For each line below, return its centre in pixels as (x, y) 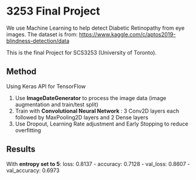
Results (21, 149)
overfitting (28, 130)
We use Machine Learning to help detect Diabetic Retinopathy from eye (96, 28)
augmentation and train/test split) (57, 104)
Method (22, 72)
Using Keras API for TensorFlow (46, 86)
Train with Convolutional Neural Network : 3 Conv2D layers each (97, 111)
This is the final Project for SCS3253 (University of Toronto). (81, 52)
